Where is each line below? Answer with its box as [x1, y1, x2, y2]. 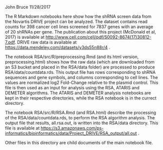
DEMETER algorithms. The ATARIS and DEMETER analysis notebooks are [5, 90, 151, 96]
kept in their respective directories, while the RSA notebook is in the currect [5, 95, 157, 101]
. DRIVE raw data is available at [14, 39, 77, 45]
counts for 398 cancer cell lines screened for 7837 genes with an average [5, 24, 153, 30]
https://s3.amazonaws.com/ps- [40, 125, 104, 131]
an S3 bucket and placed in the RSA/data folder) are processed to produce [5, 64, 155, 70]
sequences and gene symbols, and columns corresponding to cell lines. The [5, 75, 158, 80]
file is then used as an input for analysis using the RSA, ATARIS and [5, 85, 140, 90]
